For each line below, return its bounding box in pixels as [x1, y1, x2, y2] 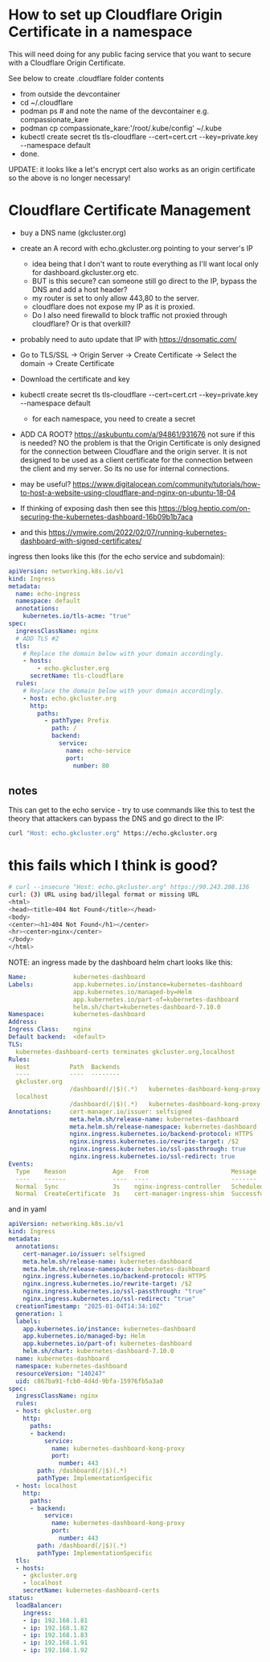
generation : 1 [15, 1310, 63, 1318]
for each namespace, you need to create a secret [31, 413, 195, 423]
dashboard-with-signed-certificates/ [19, 536, 142, 545]
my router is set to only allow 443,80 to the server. [31, 293, 199, 302]
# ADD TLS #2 [15, 634, 59, 643]
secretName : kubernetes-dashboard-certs [22, 1586, 160, 1594]
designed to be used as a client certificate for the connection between [19, 455, 253, 464]
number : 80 [72, 762, 110, 770]
